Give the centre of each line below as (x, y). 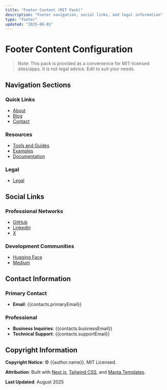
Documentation (29, 156)
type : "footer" (21, 19)
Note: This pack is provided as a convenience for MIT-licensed (83, 64)
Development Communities (40, 246)
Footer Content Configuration (69, 49)
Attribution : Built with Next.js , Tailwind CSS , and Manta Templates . (76, 372)
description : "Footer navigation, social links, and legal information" (84, 15)
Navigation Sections (38, 85)
